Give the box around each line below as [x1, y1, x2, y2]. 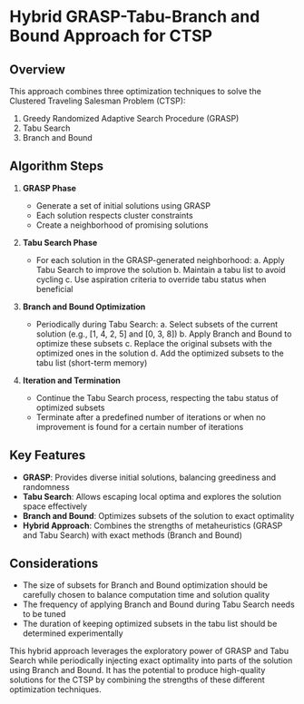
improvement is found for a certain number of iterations [35, 421, 244, 432]
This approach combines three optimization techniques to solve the [9, 86, 261, 96]
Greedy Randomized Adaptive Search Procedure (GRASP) [22, 113, 240, 123]
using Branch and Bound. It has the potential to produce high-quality [9, 665, 266, 676]
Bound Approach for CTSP [9, 25, 213, 46]
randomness [22, 481, 70, 492]
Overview [9, 62, 66, 77]
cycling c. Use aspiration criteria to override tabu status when [35, 274, 267, 285]
